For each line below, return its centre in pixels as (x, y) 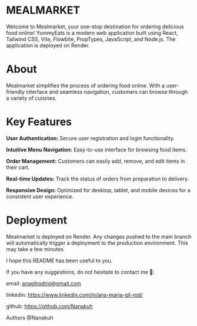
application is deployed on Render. (48, 45)
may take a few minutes (35, 249)
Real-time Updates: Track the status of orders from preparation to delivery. (98, 179)
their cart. (18, 167)
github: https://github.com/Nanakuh (49, 306)
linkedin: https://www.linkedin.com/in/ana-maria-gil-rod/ (74, 295)
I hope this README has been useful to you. (59, 261)
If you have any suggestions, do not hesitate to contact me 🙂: (80, 272)
